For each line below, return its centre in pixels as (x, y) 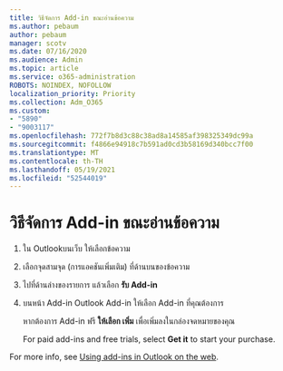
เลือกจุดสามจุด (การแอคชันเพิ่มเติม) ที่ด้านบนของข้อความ (106, 267)
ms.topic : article (44, 69)
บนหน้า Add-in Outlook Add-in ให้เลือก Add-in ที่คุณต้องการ (123, 303)
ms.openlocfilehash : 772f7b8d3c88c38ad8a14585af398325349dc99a (132, 136)
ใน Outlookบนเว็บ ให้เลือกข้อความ (76, 249)
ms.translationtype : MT (54, 152)
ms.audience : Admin (46, 60)
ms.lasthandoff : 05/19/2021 (63, 170)
